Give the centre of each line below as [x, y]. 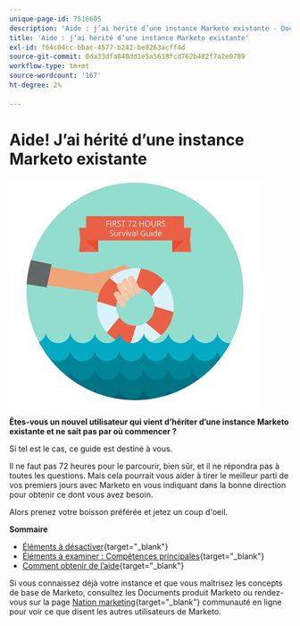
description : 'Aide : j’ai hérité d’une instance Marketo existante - [143, 28]
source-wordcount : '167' [55, 76]
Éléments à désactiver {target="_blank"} [95, 546]
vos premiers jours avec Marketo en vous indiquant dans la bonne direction [148, 485]
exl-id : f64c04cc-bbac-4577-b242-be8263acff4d [97, 47]
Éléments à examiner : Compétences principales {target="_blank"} [143, 556]
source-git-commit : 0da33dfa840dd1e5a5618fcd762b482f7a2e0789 [127, 57]
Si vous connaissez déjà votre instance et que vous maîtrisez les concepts [146, 583]
